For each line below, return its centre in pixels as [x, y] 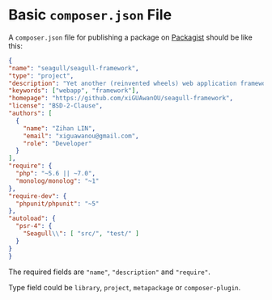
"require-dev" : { [38, 196]
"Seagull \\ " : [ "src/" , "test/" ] [81, 234]
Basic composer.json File [90, 15]
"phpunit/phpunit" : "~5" [57, 204]
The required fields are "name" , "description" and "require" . [109, 272]
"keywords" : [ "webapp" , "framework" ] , [74, 91]
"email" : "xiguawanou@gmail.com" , [81, 136]
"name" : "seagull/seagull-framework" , [74, 68]
